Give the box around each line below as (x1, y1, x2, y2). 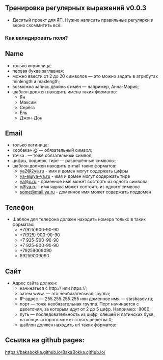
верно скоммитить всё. (12, 22, 62, 28)
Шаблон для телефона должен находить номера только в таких (12, 216, 146, 222)
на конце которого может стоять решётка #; (19, 316, 113, 322)
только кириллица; (12, 62, 52, 68)
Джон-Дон (19, 115, 43, 121)
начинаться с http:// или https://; (19, 285, 87, 291)
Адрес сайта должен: (12, 280, 57, 286)
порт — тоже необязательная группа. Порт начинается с (19, 301, 139, 306)
